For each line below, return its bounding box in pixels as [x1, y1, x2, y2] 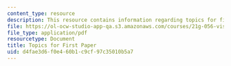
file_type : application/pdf [7, 29, 88, 36]
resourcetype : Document [7, 36, 76, 43]
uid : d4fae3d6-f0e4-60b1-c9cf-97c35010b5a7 [7, 49, 134, 56]
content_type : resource [7, 10, 76, 17]
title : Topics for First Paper [7, 42, 97, 49]
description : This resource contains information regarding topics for [7, 16, 217, 23]
